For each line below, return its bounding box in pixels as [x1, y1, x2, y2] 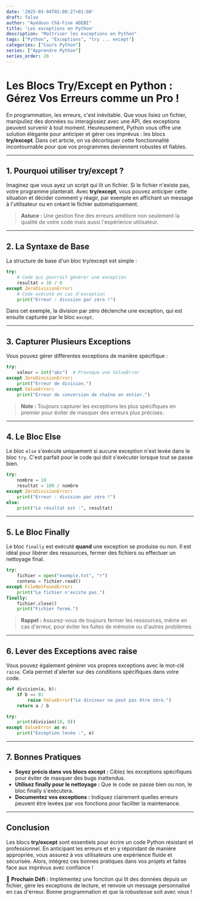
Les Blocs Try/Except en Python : [6, 79, 173, 92]
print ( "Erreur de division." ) [17, 380, 92, 387]
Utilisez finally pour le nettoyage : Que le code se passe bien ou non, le [14, 780, 192, 788]
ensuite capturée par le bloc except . [6, 314, 94, 321]
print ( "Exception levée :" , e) [17, 730, 95, 736]
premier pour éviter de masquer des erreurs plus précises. [20, 409, 164, 416]
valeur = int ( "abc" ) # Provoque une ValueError [17, 369, 140, 376]
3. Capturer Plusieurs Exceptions [6, 337, 131, 347]
